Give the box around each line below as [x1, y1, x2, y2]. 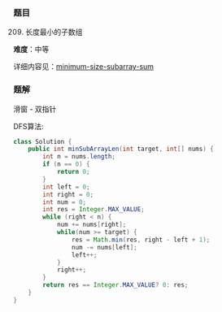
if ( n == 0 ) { [42, 160, 90, 168]
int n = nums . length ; [42, 153, 116, 161]
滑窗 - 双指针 [13, 104, 57, 114]
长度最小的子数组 [24, 27, 83, 37]
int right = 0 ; [42, 190, 94, 198]
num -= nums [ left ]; [71, 243, 137, 251]
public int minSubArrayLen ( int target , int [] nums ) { [28, 145, 214, 154]
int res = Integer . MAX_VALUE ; [42, 206, 145, 214]
